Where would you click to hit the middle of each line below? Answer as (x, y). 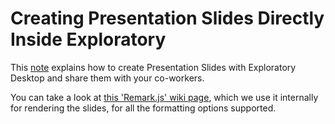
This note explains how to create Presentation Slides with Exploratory (153, 67)
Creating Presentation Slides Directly (167, 18)
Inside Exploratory (88, 39)
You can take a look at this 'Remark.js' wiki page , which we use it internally (164, 97)
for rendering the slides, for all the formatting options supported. (143, 108)
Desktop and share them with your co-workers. (107, 78)
